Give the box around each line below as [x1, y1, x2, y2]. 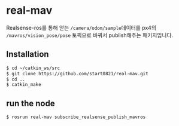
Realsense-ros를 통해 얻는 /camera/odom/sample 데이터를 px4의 [6, 24, 157, 31]
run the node [6, 98, 55, 108]
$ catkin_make [6, 82, 42, 88]
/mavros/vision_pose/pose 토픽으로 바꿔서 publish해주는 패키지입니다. [6, 31, 174, 39]
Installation [6, 49, 49, 60]
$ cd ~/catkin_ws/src [6, 65, 60, 71]
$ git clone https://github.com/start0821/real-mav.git [6, 70, 148, 76]
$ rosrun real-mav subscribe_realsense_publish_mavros [6, 114, 146, 120]
